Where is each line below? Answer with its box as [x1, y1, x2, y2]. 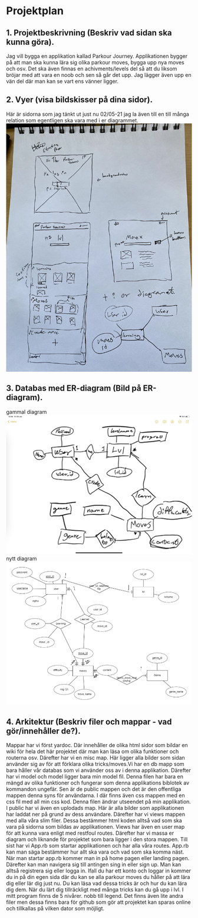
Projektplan [6, 4, 64, 18]
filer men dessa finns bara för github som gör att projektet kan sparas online [6, 898, 191, 906]
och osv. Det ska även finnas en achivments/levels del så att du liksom [6, 65, 177, 72]
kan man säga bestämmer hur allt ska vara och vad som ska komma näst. [6, 848, 184, 855]
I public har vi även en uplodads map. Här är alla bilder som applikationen [6, 805, 184, 812]
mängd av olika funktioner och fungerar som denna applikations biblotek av [6, 779, 190, 787]
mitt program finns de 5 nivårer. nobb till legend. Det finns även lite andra [6, 893, 184, 900]
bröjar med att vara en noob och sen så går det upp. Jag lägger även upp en [6, 72, 192, 78]
